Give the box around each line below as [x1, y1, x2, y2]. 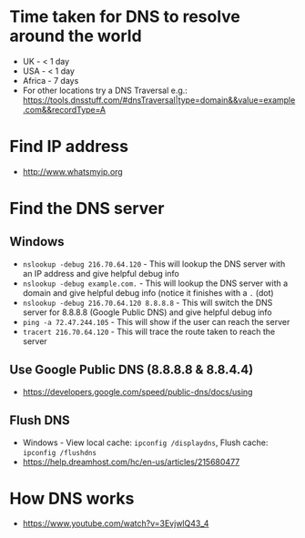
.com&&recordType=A [22, 104, 107, 115]
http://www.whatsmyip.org [22, 166, 123, 177]
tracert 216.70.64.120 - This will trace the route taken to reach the [22, 326, 276, 337]
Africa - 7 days [22, 75, 79, 86]
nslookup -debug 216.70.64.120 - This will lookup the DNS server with [22, 258, 286, 269]
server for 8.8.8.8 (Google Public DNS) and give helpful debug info [22, 307, 273, 318]
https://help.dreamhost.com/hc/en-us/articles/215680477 [22, 456, 240, 467]
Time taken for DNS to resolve [9, 6, 241, 27]
